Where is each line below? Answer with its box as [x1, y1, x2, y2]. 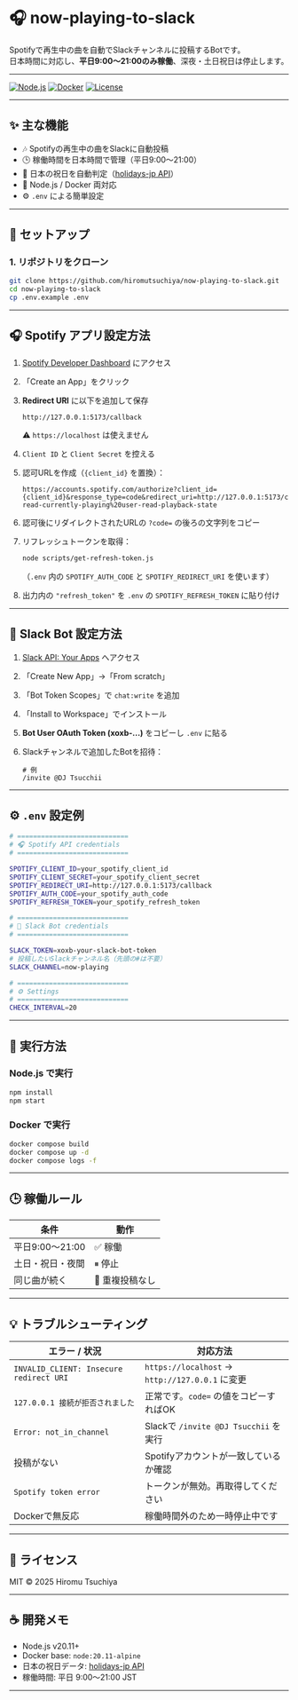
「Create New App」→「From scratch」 [21, 670, 170, 681]
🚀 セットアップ [9, 227, 90, 242]
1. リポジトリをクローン [9, 256, 109, 268]
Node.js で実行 [9, 1067, 74, 1079]
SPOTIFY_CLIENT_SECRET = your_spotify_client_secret [9, 873, 200, 882]
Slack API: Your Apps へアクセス [21, 652, 140, 662]
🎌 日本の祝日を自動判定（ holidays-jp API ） [21, 168, 179, 178]
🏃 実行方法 [9, 1039, 67, 1054]
